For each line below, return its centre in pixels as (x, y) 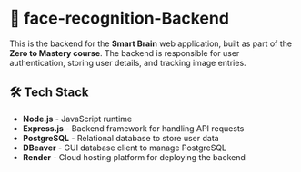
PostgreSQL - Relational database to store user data (121, 138)
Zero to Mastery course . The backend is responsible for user (125, 53)
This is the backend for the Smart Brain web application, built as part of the (151, 43)
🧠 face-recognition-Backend (120, 19)
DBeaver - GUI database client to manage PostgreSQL (125, 148)
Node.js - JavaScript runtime (77, 119)
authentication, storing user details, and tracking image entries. (128, 62)
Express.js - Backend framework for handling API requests (133, 128)
